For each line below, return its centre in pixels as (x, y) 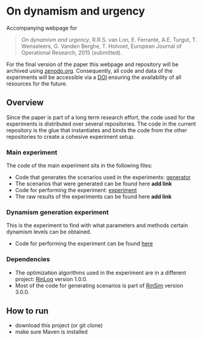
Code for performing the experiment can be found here (84, 244)
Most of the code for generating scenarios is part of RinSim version (99, 285)
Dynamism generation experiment (58, 212)
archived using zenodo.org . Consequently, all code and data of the (89, 70)
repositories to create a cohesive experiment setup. (71, 136)
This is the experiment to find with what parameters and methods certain (97, 225)
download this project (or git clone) (59, 325)
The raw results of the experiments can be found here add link (93, 197)
